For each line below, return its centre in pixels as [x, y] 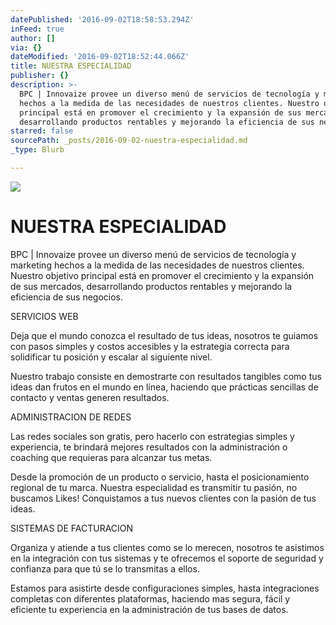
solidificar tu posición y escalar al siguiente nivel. [111, 357]
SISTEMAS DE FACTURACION [72, 528]
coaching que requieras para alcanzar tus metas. [111, 457]
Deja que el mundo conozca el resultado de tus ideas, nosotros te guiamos [164, 335]
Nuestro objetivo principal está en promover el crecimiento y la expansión [162, 275]
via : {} [26, 47]
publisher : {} [40, 76]
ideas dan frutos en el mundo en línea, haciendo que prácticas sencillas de [164, 387]
